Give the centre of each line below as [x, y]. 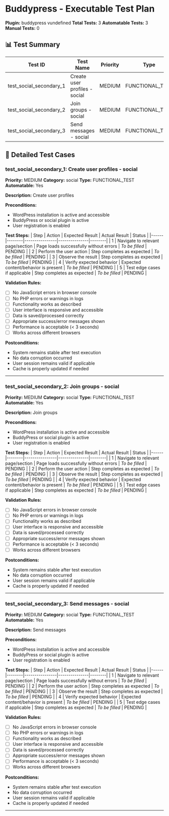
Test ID [36, 65]
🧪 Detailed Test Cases [40, 155]
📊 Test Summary [33, 45]
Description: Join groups [31, 413]
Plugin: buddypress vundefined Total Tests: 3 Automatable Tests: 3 [77, 23]
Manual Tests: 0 [22, 28]
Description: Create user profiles [40, 196]
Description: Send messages [36, 630]
